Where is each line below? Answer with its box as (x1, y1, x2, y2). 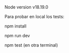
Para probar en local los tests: (4, 14, 65, 19)
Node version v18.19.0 (4, 4, 49, 10)
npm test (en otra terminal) (4, 42, 58, 48)
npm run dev (4, 33, 30, 38)
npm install (4, 23, 27, 29)
